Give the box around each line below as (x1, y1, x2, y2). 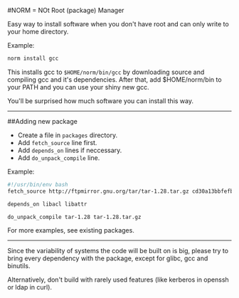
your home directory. (7, 28, 69, 36)
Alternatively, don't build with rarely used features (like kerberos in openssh (7, 275, 229, 284)
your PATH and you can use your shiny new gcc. (7, 83, 149, 91)
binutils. (7, 262, 31, 270)
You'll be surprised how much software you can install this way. (7, 96, 194, 105)
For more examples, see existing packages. (7, 226, 135, 235)
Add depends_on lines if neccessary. (17, 146, 122, 154)
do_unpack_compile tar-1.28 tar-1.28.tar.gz (7, 213, 142, 220)
